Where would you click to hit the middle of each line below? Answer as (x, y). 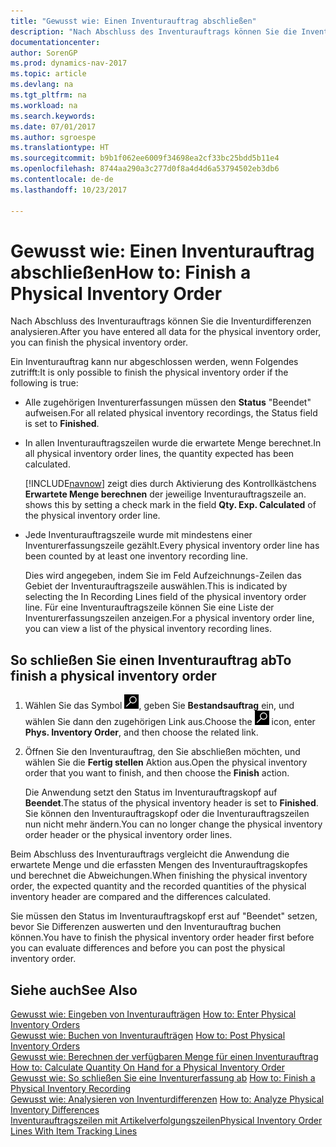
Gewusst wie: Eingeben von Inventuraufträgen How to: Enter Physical (153, 1014)
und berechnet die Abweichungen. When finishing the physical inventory (159, 876)
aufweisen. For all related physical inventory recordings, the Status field (171, 413)
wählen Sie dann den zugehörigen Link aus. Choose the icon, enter (170, 722)
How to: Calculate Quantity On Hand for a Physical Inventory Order (147, 1067)
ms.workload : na (44, 105)
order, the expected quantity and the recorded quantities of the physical (158, 886)
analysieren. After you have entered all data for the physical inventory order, (166, 332)
